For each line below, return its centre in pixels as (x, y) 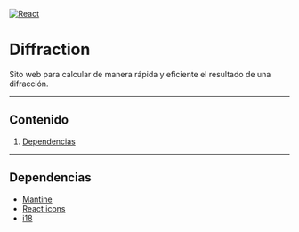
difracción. (29, 84)
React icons (44, 208)
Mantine (37, 199)
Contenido (39, 120)
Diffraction (50, 50)
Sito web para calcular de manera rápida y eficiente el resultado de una (140, 74)
